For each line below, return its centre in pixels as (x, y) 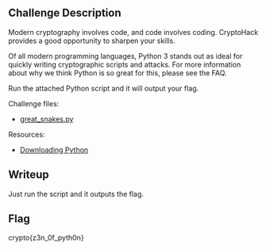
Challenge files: (34, 103)
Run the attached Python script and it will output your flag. (104, 88)
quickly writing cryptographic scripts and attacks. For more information (125, 64)
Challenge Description (65, 13)
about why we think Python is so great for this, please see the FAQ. (118, 73)
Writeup (29, 175)
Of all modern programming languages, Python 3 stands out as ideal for (125, 56)
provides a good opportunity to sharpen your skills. (92, 40)
